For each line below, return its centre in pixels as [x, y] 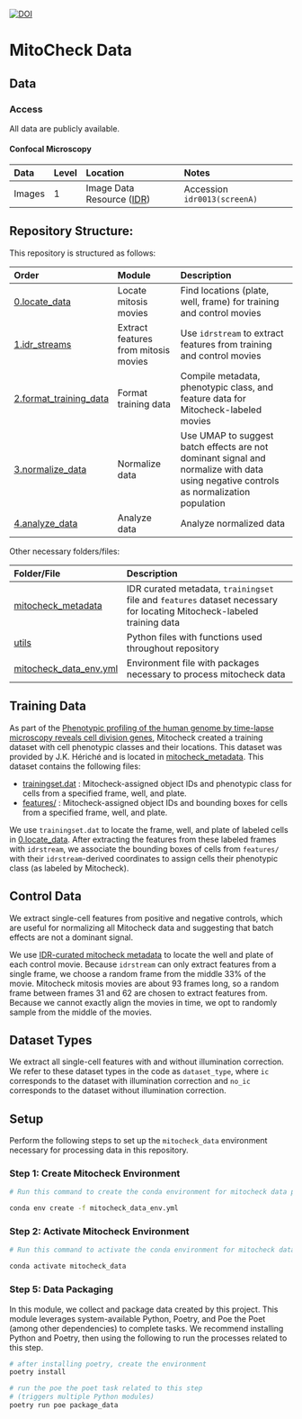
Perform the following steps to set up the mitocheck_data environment [138, 1141]
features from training [226, 344]
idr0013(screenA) [221, 199]
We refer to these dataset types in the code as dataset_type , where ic [139, 1071]
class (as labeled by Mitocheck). [69, 868]
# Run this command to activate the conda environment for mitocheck [142, 1250]
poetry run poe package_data [64, 1405]
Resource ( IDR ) [118, 200]
